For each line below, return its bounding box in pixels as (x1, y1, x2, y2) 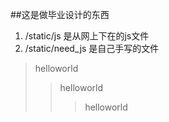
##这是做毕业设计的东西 (10, 9, 110, 20)
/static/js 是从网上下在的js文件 (24, 30, 150, 42)
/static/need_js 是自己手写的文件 (24, 43, 160, 54)
